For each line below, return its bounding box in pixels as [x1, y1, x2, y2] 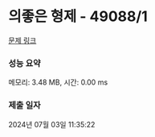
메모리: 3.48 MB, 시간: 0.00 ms [8, 77, 108, 87]
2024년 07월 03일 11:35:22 [8, 119, 96, 129]
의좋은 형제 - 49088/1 [8, 7, 149, 26]
